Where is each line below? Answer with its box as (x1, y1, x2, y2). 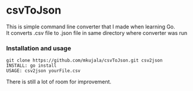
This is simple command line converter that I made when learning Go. (6, 23, 176, 30)
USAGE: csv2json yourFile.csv (6, 68, 81, 74)
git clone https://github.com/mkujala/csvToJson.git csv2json (6, 57, 163, 64)
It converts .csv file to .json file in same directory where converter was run (6, 29, 188, 36)
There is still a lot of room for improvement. (6, 78, 111, 86)
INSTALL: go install (6, 63, 57, 69)
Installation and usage (6, 44, 72, 52)
